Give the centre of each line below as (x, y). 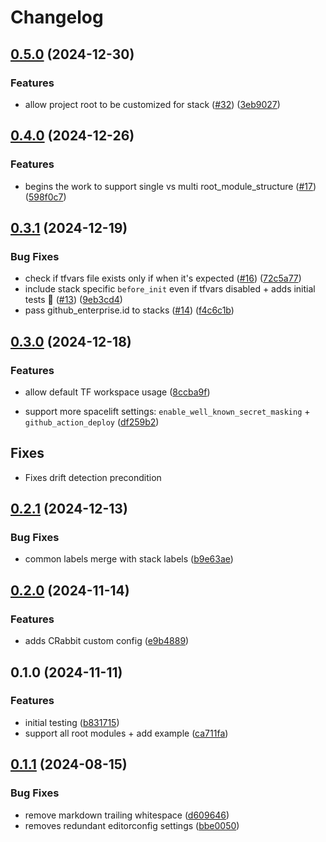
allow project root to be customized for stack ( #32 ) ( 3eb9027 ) (152, 104)
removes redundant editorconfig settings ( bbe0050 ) (132, 825)
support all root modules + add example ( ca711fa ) (126, 733)
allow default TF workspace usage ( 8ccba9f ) (117, 392)
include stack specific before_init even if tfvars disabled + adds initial (170, 289)
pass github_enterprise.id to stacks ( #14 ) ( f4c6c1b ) (129, 310)
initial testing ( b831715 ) (72, 722)
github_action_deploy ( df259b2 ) (92, 422)
